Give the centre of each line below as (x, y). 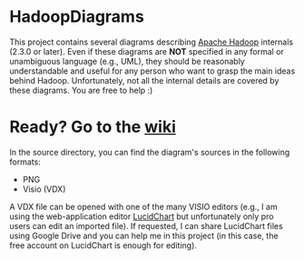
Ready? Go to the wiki (93, 127)
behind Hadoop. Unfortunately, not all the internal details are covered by (144, 80)
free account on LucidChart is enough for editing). (103, 245)
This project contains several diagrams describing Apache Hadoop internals (151, 42)
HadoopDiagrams (77, 17)
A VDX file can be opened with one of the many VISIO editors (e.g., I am (144, 206)
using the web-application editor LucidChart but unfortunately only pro (142, 216)
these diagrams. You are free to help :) (81, 90)
